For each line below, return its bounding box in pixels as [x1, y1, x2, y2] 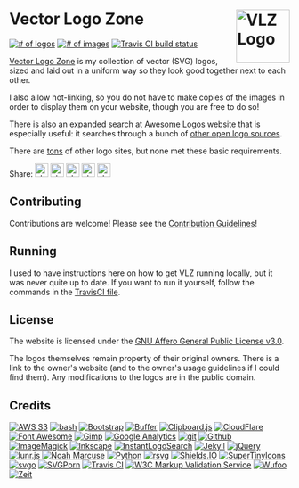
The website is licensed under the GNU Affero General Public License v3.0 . [9, 335, 285, 347]
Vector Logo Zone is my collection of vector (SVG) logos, [9, 55, 218, 66]
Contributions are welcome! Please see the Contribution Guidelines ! [9, 218, 258, 228]
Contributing [9, 194, 82, 210]
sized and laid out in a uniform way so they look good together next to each [9, 65, 287, 76]
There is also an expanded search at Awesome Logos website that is [9, 119, 261, 129]
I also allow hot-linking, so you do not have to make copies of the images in [9, 92, 285, 103]
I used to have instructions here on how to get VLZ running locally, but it [9, 268, 273, 278]
